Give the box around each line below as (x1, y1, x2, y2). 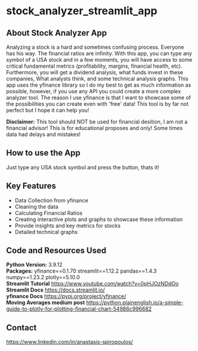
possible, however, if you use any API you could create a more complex (6, 88, 181, 94)
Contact (6, 322, 37, 333)
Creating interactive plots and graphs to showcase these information (14, 216, 183, 223)
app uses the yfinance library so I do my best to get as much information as (6, 81, 191, 88)
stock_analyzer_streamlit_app (6, 4, 158, 18)
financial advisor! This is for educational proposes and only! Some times (6, 125, 183, 131)
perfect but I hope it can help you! (6, 107, 89, 113)
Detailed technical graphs (14, 228, 78, 235)
